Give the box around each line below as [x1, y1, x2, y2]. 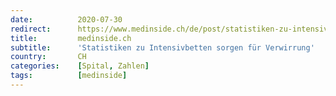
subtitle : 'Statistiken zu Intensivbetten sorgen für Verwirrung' [10, 42, 315, 53]
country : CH [10, 52, 87, 62]
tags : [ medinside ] [10, 71, 128, 81]
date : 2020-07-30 [10, 14, 123, 25]
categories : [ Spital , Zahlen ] [10, 61, 150, 71]
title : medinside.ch [10, 33, 132, 43]
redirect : [10, 24, 52, 34]
